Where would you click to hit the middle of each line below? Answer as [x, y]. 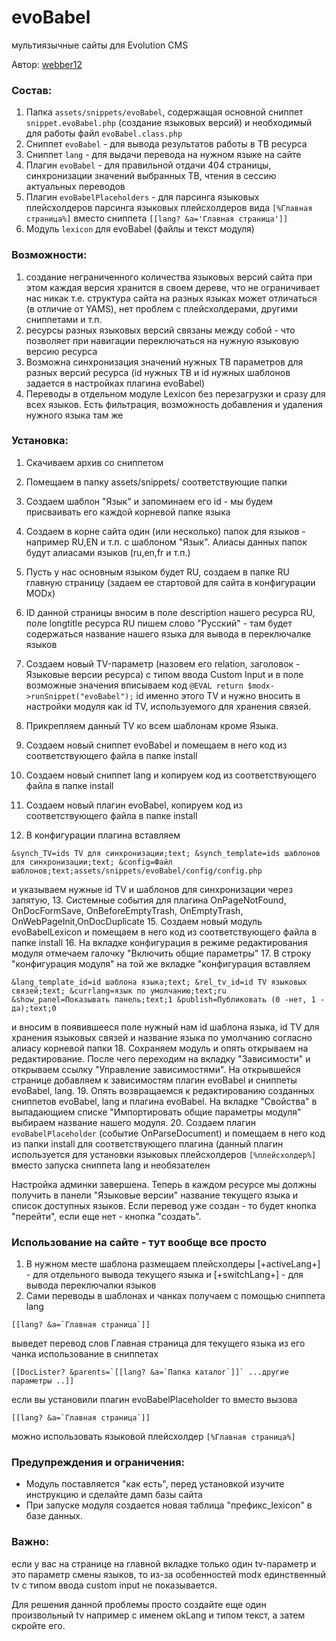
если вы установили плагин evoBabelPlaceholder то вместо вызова [154, 1400]
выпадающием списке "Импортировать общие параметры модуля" [156, 1112]
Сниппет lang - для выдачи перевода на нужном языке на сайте [163, 155]
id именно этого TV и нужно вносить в [218, 695]
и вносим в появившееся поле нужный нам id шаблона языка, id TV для [165, 1027]
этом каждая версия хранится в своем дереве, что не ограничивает [173, 287]
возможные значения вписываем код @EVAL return [134, 685]
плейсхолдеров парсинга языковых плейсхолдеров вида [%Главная [169, 208]
